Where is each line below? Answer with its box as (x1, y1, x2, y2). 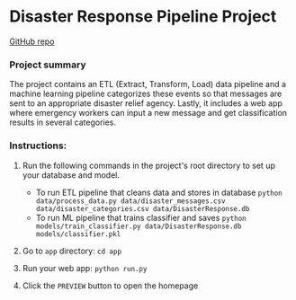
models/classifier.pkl (35, 229, 121, 239)
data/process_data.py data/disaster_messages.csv (35, 196, 227, 206)
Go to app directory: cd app (22, 245, 122, 256)
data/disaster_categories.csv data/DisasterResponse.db (35, 204, 250, 213)
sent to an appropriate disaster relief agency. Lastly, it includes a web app (9, 98, 283, 109)
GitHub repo (9, 36, 55, 47)
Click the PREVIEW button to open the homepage (22, 280, 199, 291)
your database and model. (22, 169, 120, 181)
